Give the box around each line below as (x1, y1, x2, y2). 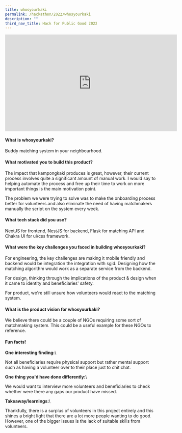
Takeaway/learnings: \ (5, 398, 51, 404)
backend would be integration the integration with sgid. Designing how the (5, 261, 156, 267)
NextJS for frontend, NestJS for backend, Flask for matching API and (5, 228, 145, 234)
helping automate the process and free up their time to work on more (5, 180, 145, 187)
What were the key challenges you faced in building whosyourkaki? (5, 244, 146, 250)
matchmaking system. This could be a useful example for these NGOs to (5, 323, 152, 328)
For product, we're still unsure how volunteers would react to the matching (5, 290, 156, 296)
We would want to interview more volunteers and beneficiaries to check (5, 383, 151, 389)
